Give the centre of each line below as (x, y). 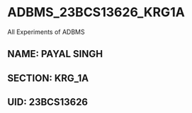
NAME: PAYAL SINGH (55, 54)
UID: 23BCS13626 (48, 102)
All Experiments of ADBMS (46, 32)
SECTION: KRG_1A (48, 78)
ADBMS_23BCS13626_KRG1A (96, 12)
